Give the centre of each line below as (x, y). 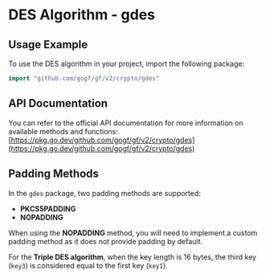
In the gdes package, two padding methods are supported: (105, 193)
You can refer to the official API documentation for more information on (126, 123)
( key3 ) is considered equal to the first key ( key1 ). (88, 265)
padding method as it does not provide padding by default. (106, 241)
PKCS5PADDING (48, 208)
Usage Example (48, 45)
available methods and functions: (63, 131)
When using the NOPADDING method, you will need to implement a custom (133, 233)
